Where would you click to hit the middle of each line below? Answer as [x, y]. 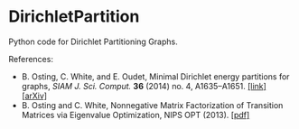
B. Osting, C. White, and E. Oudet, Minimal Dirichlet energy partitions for [155, 76]
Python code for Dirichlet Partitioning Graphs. [93, 41]
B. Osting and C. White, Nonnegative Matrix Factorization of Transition [152, 105]
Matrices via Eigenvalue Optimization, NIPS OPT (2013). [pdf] [135, 115]
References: [31, 59]
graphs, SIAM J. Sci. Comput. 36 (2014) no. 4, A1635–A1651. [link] [144, 86]
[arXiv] [34, 96]
